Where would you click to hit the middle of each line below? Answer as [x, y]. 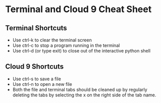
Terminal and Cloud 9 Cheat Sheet [78, 9]
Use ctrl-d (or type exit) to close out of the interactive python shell [81, 51]
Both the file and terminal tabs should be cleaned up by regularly [80, 89]
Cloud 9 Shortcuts [35, 67]
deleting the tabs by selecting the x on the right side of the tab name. [84, 95]
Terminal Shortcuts [36, 28]
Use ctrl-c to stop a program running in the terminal [66, 45]
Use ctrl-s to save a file [37, 79]
